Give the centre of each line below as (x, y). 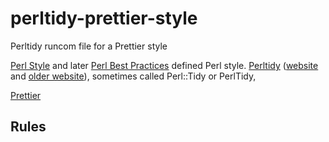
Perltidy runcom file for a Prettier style (89, 46)
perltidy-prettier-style (104, 18)
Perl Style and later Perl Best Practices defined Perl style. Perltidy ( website (164, 65)
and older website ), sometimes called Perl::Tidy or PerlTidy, (133, 76)
